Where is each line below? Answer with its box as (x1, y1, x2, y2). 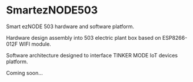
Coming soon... (6, 69, 43, 76)
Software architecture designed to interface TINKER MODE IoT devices (6, 52, 178, 59)
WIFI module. (19, 40, 51, 47)
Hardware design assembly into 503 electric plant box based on (6, 34, 161, 41)
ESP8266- (162, 34, 188, 41)
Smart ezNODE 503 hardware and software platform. (6, 23, 134, 30)
